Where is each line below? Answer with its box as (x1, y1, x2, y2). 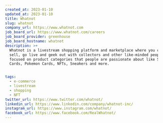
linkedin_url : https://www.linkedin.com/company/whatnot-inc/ (5, 102, 133, 106)
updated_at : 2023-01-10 (5, 12, 53, 17)
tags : (5, 74, 16, 79)
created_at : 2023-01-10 (5, 7, 53, 12)
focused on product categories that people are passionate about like (9, 57, 155, 62)
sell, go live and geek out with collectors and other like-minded (9, 52, 149, 57)
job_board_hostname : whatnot (5, 39, 64, 44)
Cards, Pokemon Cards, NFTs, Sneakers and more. (9, 61, 110, 66)
